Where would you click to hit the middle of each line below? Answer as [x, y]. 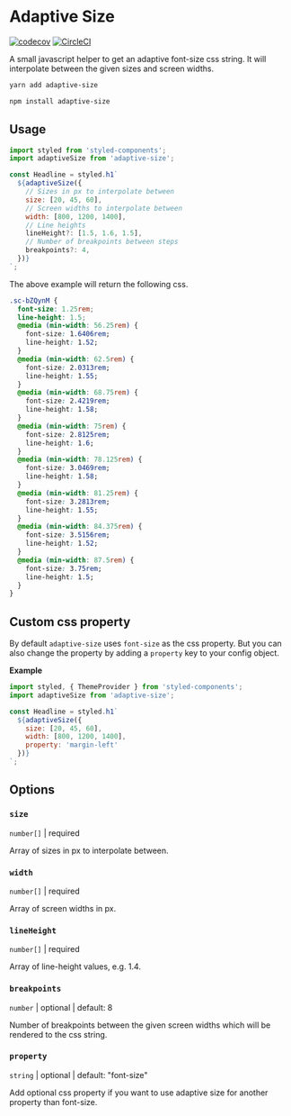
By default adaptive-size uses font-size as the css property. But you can [146, 644]
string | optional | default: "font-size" [79, 1075]
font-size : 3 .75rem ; [64, 568]
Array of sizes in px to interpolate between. [89, 850]
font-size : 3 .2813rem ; [68, 502]
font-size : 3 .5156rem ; [68, 535]
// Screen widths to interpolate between [104, 208]
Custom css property [70, 622]
